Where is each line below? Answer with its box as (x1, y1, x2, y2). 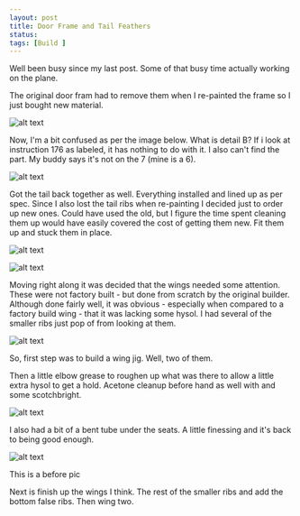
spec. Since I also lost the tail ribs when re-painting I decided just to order (9, 198, 284, 209)
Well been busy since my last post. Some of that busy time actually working (9, 63, 290, 74)
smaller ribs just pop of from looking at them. (9, 318, 177, 329)
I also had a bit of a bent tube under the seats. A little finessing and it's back (9, 425, 292, 436)
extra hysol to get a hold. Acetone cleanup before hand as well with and (9, 380, 277, 391)
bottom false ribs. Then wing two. (9, 496, 134, 507)
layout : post (9, 13, 59, 23)
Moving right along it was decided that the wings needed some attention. (9, 280, 281, 290)
